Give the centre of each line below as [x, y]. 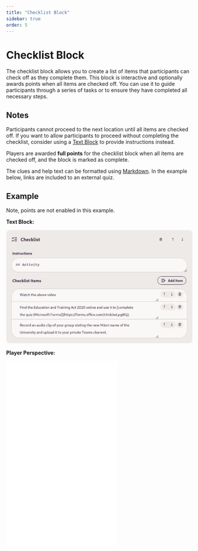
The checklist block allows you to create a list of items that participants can [98, 72]
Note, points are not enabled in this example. [61, 210]
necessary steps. [27, 96]
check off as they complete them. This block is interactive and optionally [95, 78]
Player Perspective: [31, 353]
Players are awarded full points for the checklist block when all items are [95, 153]
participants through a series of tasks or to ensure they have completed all [97, 90]
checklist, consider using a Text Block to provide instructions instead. [91, 142]
